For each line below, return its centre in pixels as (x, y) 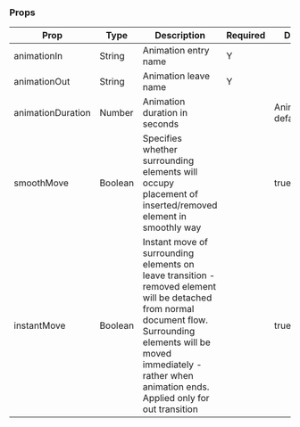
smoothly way (172, 227)
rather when (168, 376)
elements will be (177, 342)
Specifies (162, 138)
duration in (165, 113)
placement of (171, 194)
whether (160, 150)
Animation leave (176, 76)
